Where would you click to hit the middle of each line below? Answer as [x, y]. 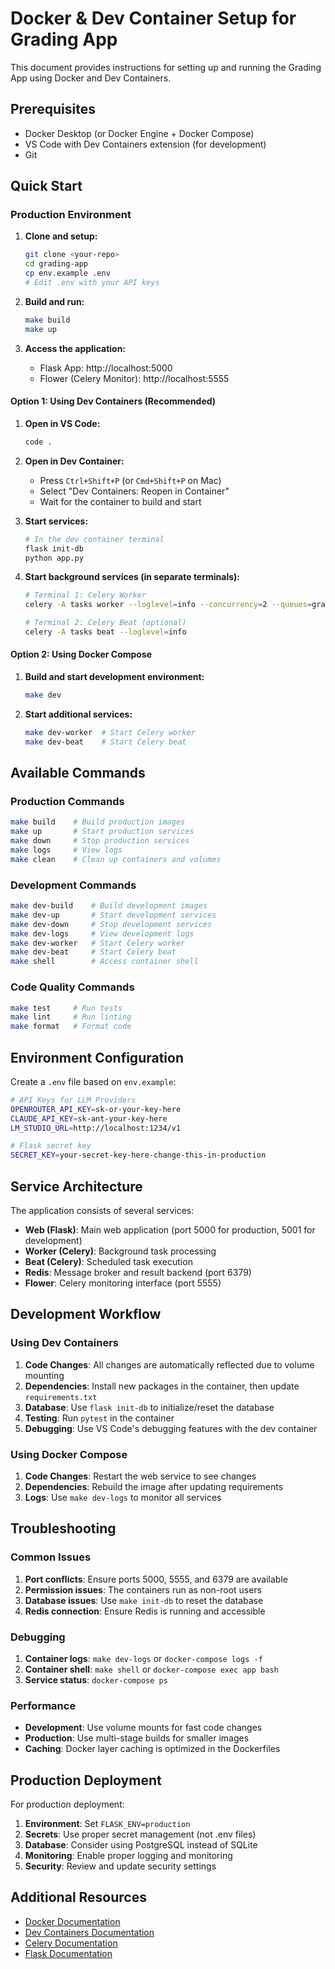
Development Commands [73, 885]
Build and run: [54, 301]
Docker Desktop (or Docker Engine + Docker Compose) [139, 133]
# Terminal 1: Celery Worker [85, 595]
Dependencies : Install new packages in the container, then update [162, 1386]
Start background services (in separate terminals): [132, 577]
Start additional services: [78, 714]
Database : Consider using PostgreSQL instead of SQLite [141, 1845]
